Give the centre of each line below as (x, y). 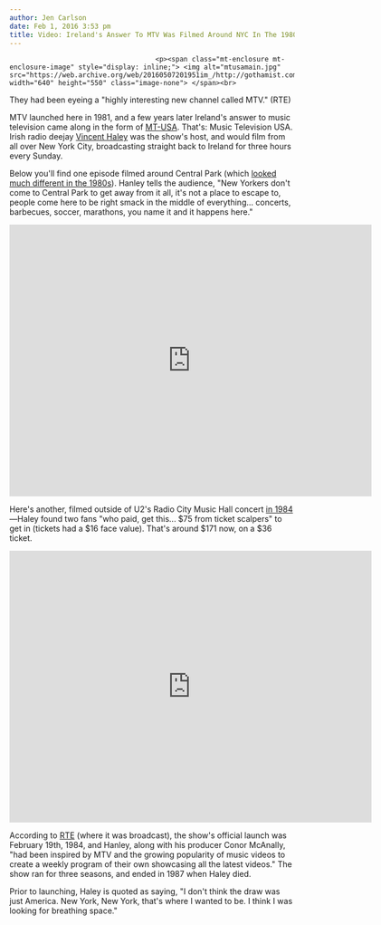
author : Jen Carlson (48, 18)
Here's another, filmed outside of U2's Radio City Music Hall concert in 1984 (151, 509)
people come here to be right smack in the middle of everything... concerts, (150, 202)
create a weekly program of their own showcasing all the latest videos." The (151, 864)
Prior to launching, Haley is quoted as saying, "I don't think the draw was (145, 891)
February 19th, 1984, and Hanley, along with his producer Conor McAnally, (148, 845)
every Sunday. (36, 156)
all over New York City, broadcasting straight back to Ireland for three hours (150, 147)
